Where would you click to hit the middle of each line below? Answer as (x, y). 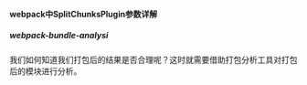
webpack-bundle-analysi (59, 36)
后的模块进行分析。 (46, 71)
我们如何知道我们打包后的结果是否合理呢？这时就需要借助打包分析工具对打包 (153, 59)
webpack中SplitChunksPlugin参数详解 (84, 14)
